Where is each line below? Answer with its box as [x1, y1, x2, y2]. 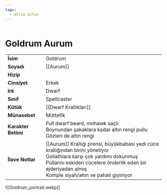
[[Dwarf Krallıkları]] [45, 104, 91, 111]
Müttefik [45, 112, 66, 119]
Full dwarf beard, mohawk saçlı [45, 120, 119, 127]
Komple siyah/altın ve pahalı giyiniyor [45, 172, 133, 179]
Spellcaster [45, 96, 72, 103]
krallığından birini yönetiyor [45, 147, 109, 154]
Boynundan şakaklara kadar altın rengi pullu [45, 126, 148, 133]
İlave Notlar [7, 156, 36, 163]
